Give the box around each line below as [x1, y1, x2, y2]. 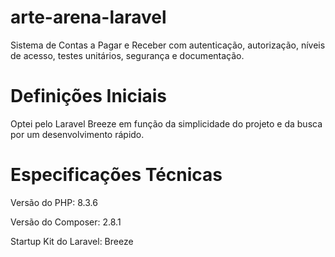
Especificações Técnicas [10, 164, 223, 186]
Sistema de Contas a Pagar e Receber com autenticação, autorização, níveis [10, 39, 326, 51]
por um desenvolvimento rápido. [10, 128, 145, 140]
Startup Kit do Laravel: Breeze [10, 235, 134, 247]
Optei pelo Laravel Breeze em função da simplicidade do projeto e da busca [10, 117, 323, 130]
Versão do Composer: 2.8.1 [10, 216, 122, 228]
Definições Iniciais [10, 85, 167, 108]
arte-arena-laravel [10, 6, 167, 29]
